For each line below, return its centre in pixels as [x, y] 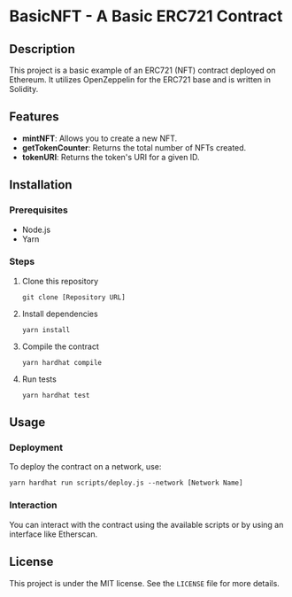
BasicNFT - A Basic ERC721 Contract [146, 16]
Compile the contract [61, 346]
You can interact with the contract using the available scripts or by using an [146, 524]
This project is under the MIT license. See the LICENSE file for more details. [145, 583]
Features [34, 117]
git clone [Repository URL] [73, 297]
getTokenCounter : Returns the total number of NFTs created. [134, 147]
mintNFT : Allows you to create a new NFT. [100, 138]
